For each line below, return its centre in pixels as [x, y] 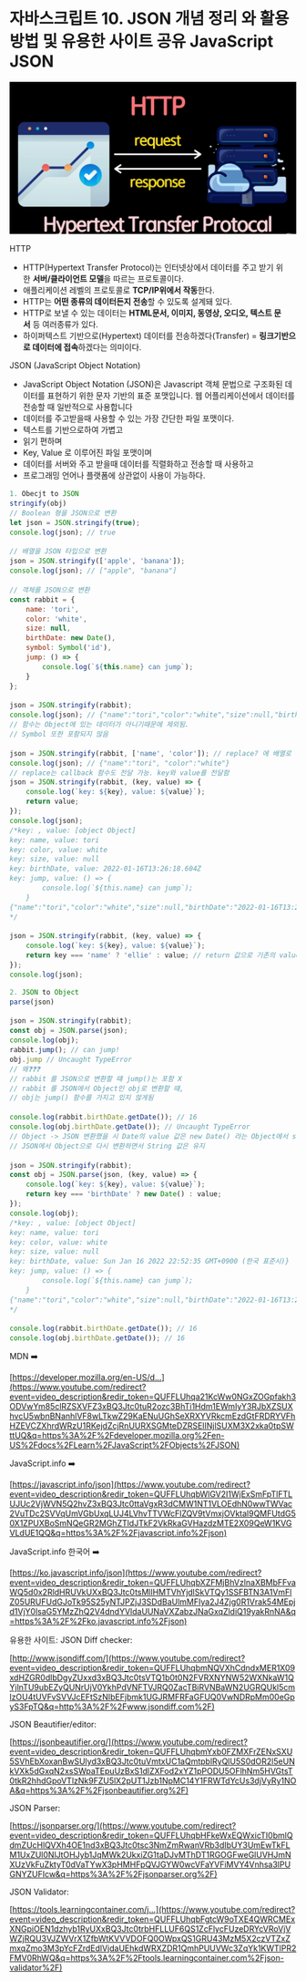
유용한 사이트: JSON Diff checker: [71, 1640]
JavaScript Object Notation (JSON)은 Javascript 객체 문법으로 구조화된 [153, 385]
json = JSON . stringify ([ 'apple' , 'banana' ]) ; [97, 562]
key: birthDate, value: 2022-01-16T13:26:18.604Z [106, 869]
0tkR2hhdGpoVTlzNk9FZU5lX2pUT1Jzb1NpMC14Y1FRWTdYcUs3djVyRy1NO [153, 1781]
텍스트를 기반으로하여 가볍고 [73, 430]
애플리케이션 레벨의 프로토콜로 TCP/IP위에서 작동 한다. [119, 290]
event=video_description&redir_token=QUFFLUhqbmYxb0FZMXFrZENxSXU [151, 1752]
